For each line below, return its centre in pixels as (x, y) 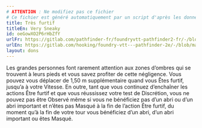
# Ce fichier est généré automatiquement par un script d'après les (94, 17)
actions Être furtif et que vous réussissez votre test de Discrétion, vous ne (98, 93)
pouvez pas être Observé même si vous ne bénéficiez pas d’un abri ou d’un (100, 99)
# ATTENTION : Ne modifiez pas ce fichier (60, 12)
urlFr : (14, 39)
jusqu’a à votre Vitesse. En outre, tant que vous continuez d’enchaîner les (97, 87)
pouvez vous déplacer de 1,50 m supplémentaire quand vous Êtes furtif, (95, 80)
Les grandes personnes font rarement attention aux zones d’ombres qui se (99, 68)
